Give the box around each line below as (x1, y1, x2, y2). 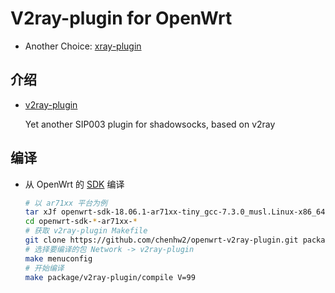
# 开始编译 (24, 263, 65, 273)
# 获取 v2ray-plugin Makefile (24, 226, 148, 236)
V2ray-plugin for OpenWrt (10, 7, 233, 30)
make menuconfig (24, 253, 93, 264)
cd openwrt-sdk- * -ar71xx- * (24, 217, 138, 227)
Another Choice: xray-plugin (24, 40, 142, 52)
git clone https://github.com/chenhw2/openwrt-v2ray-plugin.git (24, 235, 299, 246)
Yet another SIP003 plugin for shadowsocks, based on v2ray (24, 118, 276, 130)
